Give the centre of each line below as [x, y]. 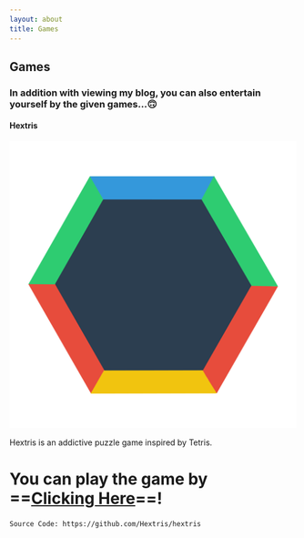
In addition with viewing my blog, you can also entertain [135, 93]
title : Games [34, 29]
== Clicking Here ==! [86, 498]
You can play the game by [109, 479]
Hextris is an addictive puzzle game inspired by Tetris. [111, 442]
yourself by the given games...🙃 [83, 104]
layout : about [36, 19]
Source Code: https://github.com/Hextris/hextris [106, 523]
